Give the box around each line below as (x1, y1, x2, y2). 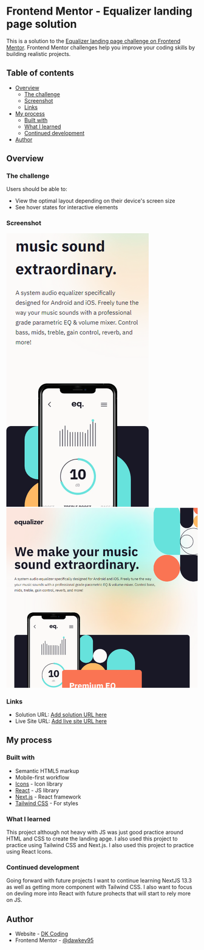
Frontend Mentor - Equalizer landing (6, 4, 193, 18)
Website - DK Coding (15, 930, 69, 938)
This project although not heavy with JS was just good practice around (6, 828, 183, 836)
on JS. (6, 896, 22, 904)
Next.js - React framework (15, 793, 81, 800)
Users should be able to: (6, 186, 68, 193)
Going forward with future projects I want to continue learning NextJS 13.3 (6, 877, 192, 884)
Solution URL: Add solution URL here (15, 711, 107, 718)
